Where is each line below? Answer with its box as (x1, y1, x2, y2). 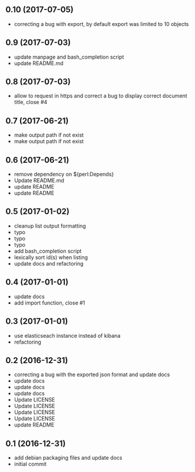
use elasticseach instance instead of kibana (14, 332, 121, 339)
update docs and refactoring (14, 260, 84, 267)
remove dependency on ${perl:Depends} (14, 171, 114, 178)
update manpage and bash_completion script (14, 53, 124, 60)
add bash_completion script (14, 247, 82, 254)
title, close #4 (14, 99, 48, 106)
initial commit (14, 461, 47, 468)
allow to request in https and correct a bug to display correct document (14, 92, 187, 99)
